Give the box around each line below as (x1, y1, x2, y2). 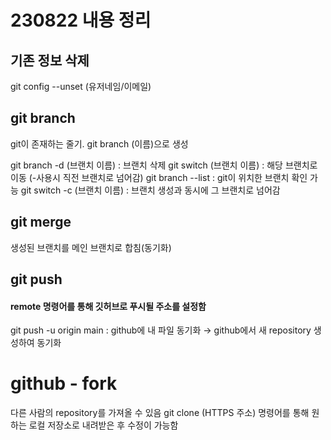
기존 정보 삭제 (10, 52, 90, 69)
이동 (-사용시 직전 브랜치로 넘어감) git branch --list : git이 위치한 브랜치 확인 (10, 171, 308, 183)
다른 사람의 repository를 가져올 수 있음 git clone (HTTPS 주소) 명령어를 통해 (10, 407, 310, 419)
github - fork (10, 372, 118, 395)
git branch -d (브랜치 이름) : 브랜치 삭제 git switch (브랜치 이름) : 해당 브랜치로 (10, 159, 318, 171)
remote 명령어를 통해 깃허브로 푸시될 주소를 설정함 (10, 300, 207, 312)
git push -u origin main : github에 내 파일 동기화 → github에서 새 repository (10, 324, 312, 336)
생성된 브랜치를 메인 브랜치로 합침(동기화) (10, 241, 172, 253)
